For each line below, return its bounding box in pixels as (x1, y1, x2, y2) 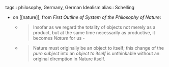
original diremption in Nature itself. (33, 56, 105, 62)
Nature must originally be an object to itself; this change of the (33, 45, 164, 51)
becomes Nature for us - (33, 35, 85, 41)
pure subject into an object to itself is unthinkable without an (33, 51, 160, 56)
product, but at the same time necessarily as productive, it (33, 30, 155, 35)
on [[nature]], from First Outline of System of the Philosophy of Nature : (12, 14, 161, 20)
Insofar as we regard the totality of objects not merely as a (33, 24, 156, 30)
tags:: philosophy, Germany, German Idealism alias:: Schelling (5, 5, 135, 10)
